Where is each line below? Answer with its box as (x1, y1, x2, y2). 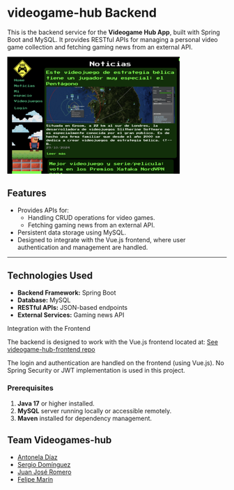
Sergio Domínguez (17, 460, 71, 468)
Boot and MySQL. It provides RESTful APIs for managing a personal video (7, 35, 218, 43)
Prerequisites (7, 383, 54, 393)
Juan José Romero (17, 468, 72, 476)
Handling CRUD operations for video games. (27, 213, 155, 221)
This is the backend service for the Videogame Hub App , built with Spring (7, 28, 221, 36)
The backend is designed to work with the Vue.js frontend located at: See (7, 337, 218, 346)
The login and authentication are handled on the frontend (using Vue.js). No (7, 358, 224, 367)
